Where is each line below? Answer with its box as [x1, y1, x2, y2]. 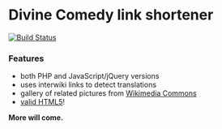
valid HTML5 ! [19, 97, 66, 107]
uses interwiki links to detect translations [19, 80, 156, 90]
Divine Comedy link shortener [8, 6, 214, 24]
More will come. [8, 113, 63, 123]
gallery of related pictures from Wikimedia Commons [19, 88, 197, 98]
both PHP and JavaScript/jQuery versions [19, 71, 160, 81]
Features [8, 53, 45, 64]
